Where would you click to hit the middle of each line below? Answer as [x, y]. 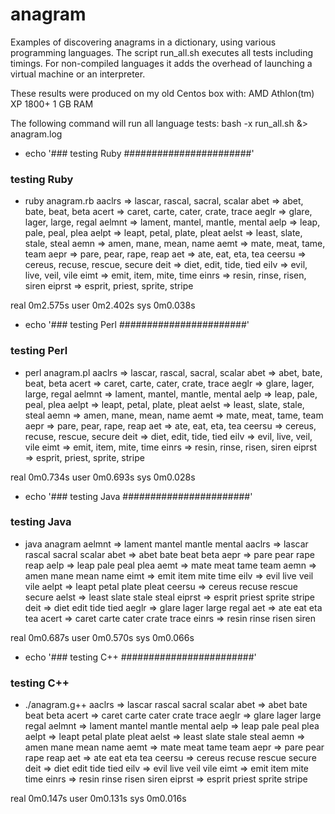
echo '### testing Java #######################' [138, 496]
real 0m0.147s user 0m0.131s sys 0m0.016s [98, 799]
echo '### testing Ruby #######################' [139, 153]
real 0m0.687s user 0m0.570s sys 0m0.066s [102, 637]
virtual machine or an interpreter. [78, 74]
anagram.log [36, 134]
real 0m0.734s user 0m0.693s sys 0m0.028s [103, 477]
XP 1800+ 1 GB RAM [52, 104]
